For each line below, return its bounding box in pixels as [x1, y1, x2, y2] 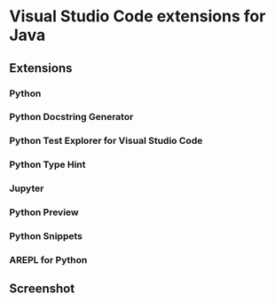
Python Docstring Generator [9, 111, 134, 123]
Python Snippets [9, 230, 82, 242]
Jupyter [9, 182, 44, 195]
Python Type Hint [9, 158, 86, 171]
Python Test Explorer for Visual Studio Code [9, 135, 203, 147]
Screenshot [9, 282, 75, 297]
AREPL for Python [9, 253, 88, 266]
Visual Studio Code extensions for [9, 6, 266, 27]
